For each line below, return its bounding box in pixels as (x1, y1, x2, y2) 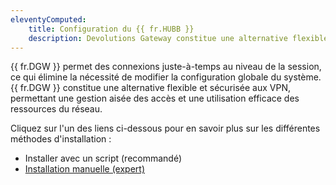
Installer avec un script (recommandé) (24, 152, 183, 165)
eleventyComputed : (10, 14, 87, 25)
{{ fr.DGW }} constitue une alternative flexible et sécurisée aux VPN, (10, 82, 291, 94)
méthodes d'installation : (10, 133, 112, 145)
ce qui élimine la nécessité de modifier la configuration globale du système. (10, 71, 322, 83)
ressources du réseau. (10, 103, 103, 115)
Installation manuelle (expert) (24, 163, 146, 175)
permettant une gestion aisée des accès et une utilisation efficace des (10, 92, 300, 105)
